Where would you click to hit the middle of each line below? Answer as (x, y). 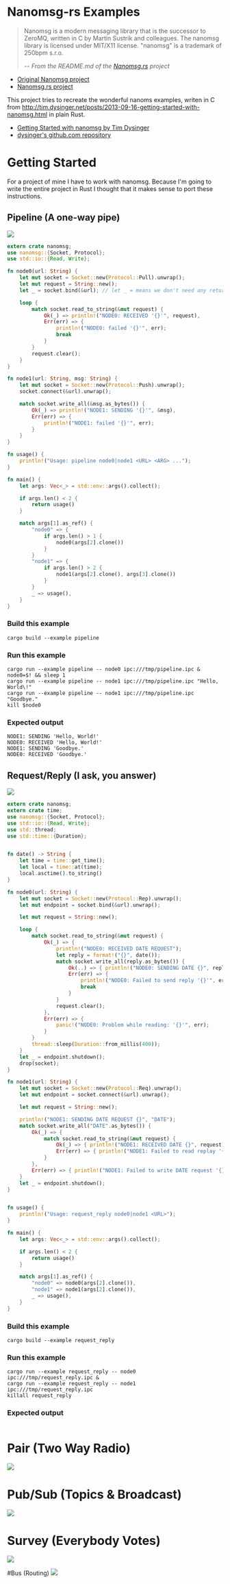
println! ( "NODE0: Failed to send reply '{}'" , (148, 981)
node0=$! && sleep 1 (37, 675)
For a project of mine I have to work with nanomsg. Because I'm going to (110, 181)
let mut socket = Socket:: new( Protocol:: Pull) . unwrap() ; (102, 278)
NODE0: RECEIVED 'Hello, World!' (55, 743)
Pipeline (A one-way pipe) (64, 217)
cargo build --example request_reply (61, 1340)
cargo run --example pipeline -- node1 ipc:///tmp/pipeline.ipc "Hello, (113, 681)
